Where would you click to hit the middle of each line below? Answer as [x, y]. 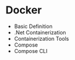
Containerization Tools [41, 38]
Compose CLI [31, 51]
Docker [24, 10]
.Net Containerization [40, 32]
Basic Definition [33, 26]
